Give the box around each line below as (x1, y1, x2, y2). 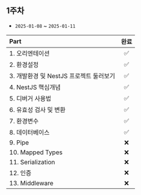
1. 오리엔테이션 (9, 49, 50, 57)
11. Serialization (9, 158, 55, 166)
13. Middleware (9, 179, 54, 187)
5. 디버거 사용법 (9, 94, 52, 102)
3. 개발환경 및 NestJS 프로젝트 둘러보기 (9, 72, 115, 80)
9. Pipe (9, 138, 29, 146)
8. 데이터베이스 (9, 128, 50, 137)
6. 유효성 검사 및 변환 (9, 105, 66, 114)
